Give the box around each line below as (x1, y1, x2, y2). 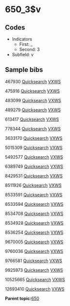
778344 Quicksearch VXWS (5, 126, 61, 131)
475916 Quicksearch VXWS (5, 88, 60, 94)
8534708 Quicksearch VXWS (5, 211, 64, 216)
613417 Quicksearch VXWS (5, 116, 59, 122)
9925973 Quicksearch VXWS (5, 267, 63, 273)
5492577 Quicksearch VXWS (5, 154, 63, 160)
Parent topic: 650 (5, 295, 40, 301)
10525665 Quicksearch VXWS (5, 276, 65, 282)
